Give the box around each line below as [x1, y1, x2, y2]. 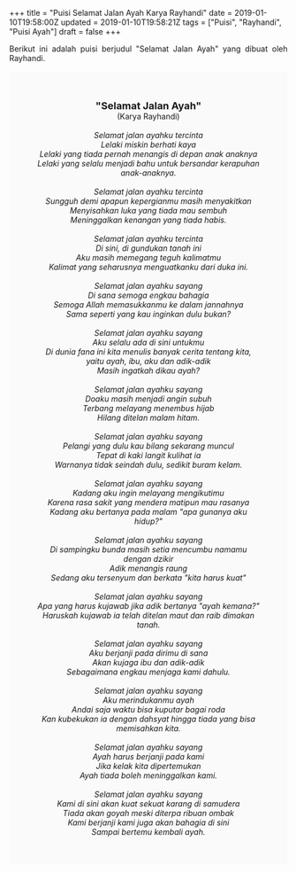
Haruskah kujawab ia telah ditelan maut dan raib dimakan [42, 611, 254, 620]
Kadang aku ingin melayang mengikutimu [72, 487, 224, 498]
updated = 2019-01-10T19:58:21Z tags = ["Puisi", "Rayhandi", [60, 17, 282, 27]
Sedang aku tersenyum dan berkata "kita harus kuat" [50, 572, 247, 583]
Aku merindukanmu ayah [102, 695, 194, 705]
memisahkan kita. [116, 723, 181, 734]
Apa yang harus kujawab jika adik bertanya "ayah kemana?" [36, 601, 260, 611]
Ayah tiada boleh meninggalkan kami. [79, 770, 218, 781]
